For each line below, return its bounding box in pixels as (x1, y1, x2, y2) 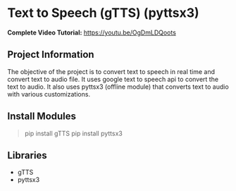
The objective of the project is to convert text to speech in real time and (7, 67, 216, 75)
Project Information (7, 49, 94, 61)
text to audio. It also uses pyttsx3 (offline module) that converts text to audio (7, 82, 229, 91)
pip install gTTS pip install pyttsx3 (24, 129, 123, 137)
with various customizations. (7, 90, 90, 98)
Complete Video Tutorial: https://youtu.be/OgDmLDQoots (7, 28, 176, 37)
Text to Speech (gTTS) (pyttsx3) (7, 5, 199, 21)
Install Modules (7, 111, 76, 123)
